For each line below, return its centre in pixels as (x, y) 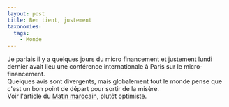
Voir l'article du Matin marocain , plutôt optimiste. (77, 96)
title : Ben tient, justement (50, 20)
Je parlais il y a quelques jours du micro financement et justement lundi (110, 59)
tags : (22, 33)
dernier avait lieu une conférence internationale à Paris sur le (95, 67)
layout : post (26, 14)
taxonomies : (24, 26)
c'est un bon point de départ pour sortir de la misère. (83, 89)
